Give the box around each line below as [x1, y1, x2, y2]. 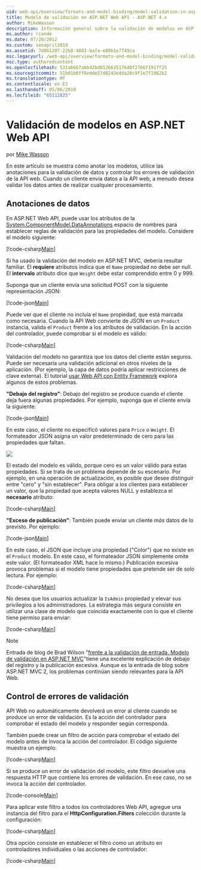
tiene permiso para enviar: [6, 614, 71, 621]
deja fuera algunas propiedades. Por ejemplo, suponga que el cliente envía [6, 396, 191, 404]
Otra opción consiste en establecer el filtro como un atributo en [6, 839, 163, 847]
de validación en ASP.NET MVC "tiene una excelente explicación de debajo [6, 655, 190, 662]
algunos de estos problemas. [6, 378, 78, 386]
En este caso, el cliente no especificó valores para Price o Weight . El [6, 426, 175, 433]
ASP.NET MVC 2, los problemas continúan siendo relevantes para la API [6, 668, 184, 675]
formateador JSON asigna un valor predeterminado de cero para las [6, 432, 174, 439]
